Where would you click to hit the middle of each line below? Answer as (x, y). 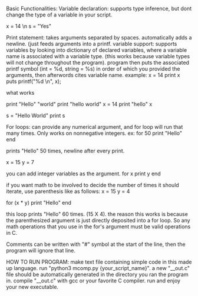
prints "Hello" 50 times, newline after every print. (65, 151)
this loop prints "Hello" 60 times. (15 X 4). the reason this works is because (97, 214)
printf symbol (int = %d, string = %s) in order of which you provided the (93, 69)
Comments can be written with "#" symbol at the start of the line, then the (96, 244)
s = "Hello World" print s (36, 115)
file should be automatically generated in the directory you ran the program (97, 274)
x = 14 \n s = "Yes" (29, 26)
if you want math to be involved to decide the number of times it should (93, 185)
